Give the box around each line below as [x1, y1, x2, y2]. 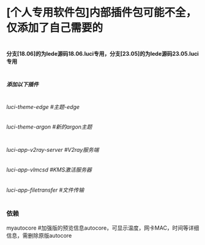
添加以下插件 [6, 80, 39, 88]
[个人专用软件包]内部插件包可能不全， [6, 6, 197, 20]
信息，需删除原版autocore [6, 232, 72, 239]
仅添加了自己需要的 [6, 21, 103, 35]
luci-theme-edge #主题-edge [6, 103, 80, 110]
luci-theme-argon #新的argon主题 [6, 123, 92, 130]
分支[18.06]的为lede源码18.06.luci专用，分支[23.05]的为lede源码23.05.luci [6, 50, 199, 58]
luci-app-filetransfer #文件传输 [6, 186, 84, 194]
